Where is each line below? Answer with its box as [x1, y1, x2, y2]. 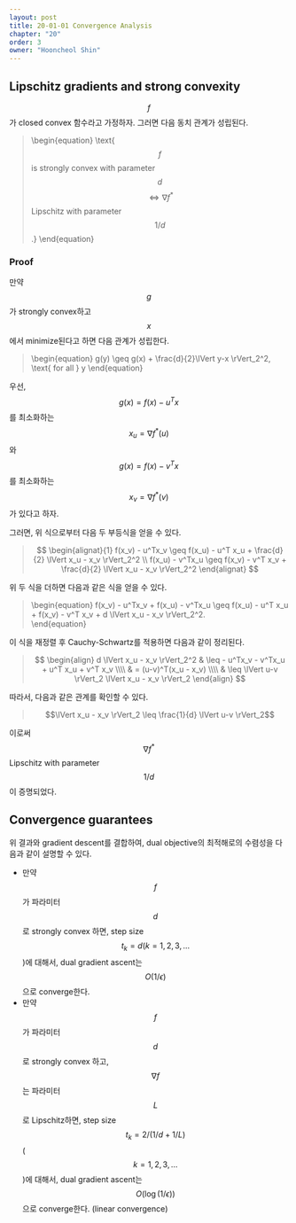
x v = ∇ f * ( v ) [129, 489, 169, 504]
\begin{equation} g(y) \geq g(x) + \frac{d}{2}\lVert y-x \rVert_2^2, [30, 353, 271, 363]
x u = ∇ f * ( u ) [128, 426, 170, 440]
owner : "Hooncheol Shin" [9, 46, 101, 55]
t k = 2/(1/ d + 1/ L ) [125, 1129, 186, 1142]
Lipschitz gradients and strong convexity [9, 79, 241, 94]
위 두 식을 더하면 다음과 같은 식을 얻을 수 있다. [9, 582, 167, 593]
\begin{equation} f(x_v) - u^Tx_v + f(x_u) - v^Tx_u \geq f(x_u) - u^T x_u [30, 600, 289, 611]
